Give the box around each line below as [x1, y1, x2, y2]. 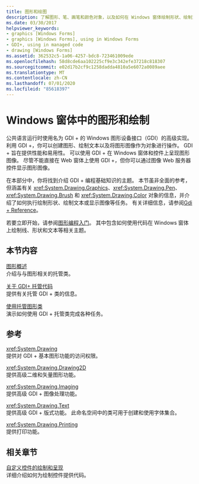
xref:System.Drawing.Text [6, 402, 69, 409]
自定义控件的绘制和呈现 [6, 464, 63, 472]
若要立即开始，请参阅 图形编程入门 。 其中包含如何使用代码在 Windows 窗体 [6, 219, 189, 226]
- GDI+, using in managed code [6, 42, 84, 48]
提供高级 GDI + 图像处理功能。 [6, 390, 81, 397]
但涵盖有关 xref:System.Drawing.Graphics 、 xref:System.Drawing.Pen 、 [6, 184, 181, 191]
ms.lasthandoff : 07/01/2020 [6, 81, 76, 87]
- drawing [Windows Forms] [6, 48, 73, 54]
